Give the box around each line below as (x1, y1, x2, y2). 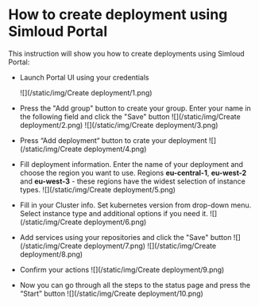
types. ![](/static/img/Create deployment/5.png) (19, 184, 176, 194)
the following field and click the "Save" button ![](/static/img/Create (19, 111, 241, 121)
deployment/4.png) (83, 144, 147, 153)
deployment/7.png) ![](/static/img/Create (83, 241, 217, 250)
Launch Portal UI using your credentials (19, 72, 149, 82)
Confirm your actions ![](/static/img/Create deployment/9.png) (19, 265, 225, 274)
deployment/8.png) (19, 249, 83, 259)
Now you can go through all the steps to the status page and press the (19, 280, 251, 289)
